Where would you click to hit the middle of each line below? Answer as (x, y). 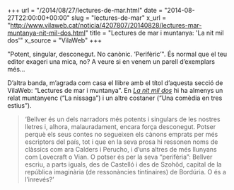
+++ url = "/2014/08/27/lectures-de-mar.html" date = (85, 10)
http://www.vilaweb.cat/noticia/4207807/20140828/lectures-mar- (106, 25)
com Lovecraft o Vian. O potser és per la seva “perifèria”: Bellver (118, 157)
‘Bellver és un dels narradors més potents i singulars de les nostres (122, 119)
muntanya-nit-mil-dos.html (47, 33)
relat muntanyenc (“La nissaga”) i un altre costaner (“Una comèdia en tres (115, 98)
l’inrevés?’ (39, 179)
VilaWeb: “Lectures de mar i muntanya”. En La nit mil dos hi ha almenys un (115, 90)
